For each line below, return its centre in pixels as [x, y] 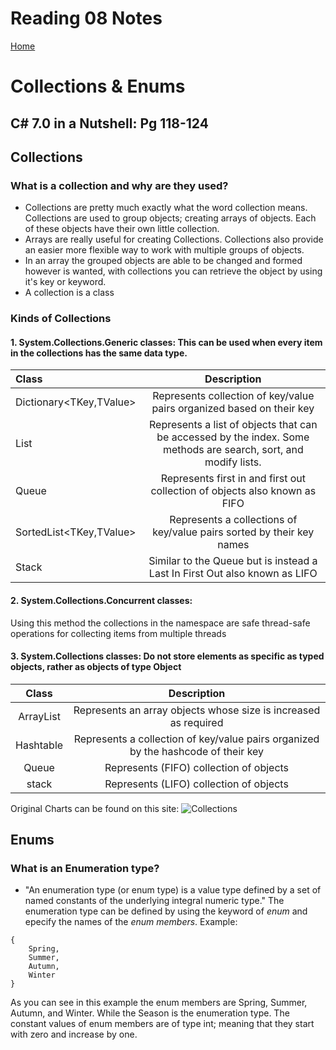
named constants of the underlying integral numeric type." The [154, 901]
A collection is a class [69, 293]
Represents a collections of [233, 520]
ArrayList [39, 716]
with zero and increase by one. [74, 1034]
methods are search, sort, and [233, 450]
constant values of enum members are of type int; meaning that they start [162, 1024]
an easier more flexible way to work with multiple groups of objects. [164, 250]
